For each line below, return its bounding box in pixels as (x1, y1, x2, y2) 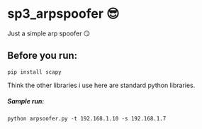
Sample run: (7, 97, 45, 106)
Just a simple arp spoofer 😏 (7, 29, 91, 38)
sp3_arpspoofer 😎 (7, 6, 120, 22)
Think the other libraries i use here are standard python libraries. (7, 81, 196, 89)
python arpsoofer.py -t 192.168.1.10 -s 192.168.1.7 (7, 115, 167, 122)
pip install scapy (7, 68, 62, 76)
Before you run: (7, 50, 78, 62)
